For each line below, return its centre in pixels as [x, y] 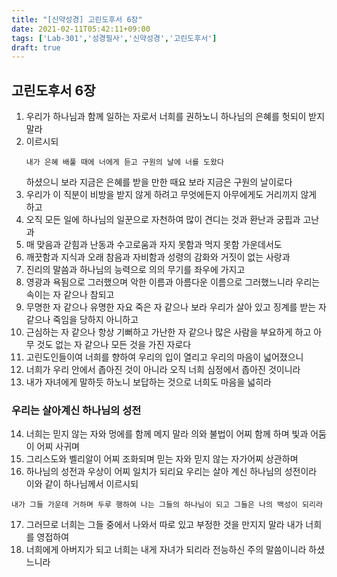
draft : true [36, 47]
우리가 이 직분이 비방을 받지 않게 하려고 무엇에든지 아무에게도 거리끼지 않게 [171, 195]
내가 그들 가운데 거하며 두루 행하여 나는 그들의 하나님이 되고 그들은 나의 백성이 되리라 [167, 505]
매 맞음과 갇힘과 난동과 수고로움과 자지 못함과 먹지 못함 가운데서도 [154, 245]
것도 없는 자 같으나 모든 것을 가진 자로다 [114, 345]
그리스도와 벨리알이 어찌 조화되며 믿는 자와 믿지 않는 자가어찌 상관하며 [162, 459]
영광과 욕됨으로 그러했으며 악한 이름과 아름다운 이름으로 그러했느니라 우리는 [173, 282]
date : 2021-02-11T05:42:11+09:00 [81, 29]
